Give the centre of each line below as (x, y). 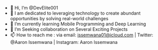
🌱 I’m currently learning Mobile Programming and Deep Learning (78, 24)
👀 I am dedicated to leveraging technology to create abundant (75, 13)
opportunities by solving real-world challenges (59, 18)
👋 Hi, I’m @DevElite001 (34, 8)
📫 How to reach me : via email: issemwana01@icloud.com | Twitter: (82, 35)
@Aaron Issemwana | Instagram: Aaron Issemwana (64, 42)
